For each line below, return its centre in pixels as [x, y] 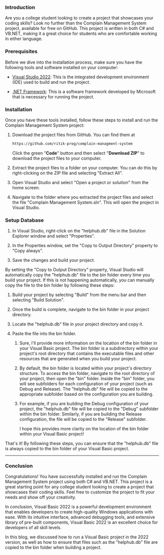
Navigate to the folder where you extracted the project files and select [83, 197]
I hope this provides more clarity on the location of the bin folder [84, 429]
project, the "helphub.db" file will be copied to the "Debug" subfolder [89, 409]
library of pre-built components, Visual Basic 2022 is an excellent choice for [82, 522]
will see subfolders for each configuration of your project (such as [86, 384]
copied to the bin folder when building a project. [53, 548]
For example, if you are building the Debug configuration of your [84, 404]
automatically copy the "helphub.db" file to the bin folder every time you [78, 275]
